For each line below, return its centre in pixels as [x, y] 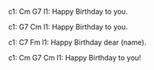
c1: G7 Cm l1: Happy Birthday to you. [68, 27]
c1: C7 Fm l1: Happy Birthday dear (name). [77, 42]
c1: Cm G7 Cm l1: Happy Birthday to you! [75, 58]
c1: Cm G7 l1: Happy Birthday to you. [68, 12]
